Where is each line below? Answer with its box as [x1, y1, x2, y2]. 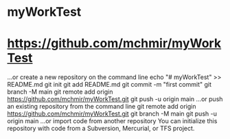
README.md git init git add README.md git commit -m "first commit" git [7, 81, 211, 89]
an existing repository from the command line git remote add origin [7, 103, 196, 111]
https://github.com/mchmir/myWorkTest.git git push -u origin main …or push [7, 95, 223, 103]
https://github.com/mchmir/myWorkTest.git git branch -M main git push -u [7, 109, 218, 118]
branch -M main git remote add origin [7, 87, 113, 96]
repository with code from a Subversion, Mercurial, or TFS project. [7, 125, 195, 133]
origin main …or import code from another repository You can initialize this [7, 117, 218, 125]
